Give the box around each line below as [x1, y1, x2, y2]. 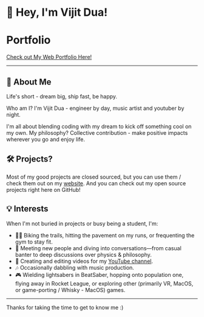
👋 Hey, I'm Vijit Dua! [6, 5, 108, 19]
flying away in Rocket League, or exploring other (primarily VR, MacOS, [15, 279, 194, 287]
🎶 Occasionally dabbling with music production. [15, 264, 135, 271]
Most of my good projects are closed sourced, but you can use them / [6, 173, 181, 180]
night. [6, 111, 21, 118]
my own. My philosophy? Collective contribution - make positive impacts [6, 129, 188, 136]
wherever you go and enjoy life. [6, 135, 86, 143]
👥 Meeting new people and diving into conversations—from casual [15, 244, 182, 251]
